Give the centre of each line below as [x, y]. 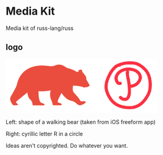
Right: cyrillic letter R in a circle [44, 134]
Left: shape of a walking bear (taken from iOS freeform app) [81, 122]
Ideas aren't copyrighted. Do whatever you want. [67, 146]
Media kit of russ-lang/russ [40, 28]
